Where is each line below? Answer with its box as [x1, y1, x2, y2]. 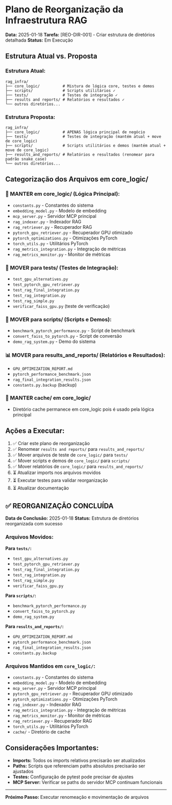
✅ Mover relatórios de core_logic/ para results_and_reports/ [12, 463, 144, 469]
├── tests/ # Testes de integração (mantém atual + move [5, 134, 161, 139]
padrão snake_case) [5, 156, 47, 161]
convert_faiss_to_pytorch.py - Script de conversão [12, 333, 122, 339]
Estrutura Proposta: [5, 113, 55, 120]
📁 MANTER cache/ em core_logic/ [5, 394, 91, 401]
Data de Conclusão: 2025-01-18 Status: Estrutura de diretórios [5, 515, 139, 521]
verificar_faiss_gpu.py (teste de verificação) [12, 303, 110, 309]
